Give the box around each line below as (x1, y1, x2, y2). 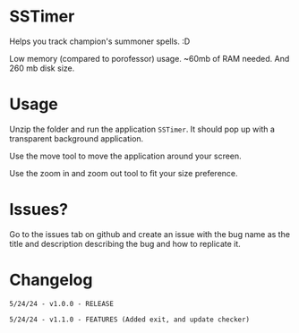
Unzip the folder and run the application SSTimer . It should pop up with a (9, 124, 276, 134)
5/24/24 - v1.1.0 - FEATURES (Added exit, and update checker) (9, 315, 251, 324)
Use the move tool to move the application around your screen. (9, 150, 242, 161)
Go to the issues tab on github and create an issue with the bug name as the (9, 228, 291, 239)
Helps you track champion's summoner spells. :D (9, 36, 191, 47)
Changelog (9, 270, 93, 290)
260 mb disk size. (9, 63, 75, 73)
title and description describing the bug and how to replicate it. (9, 238, 242, 249)
